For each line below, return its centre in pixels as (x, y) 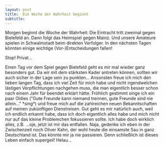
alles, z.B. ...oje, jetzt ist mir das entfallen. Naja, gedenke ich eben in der (78, 124)
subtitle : (15, 19)
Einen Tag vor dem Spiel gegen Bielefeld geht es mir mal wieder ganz (75, 67)
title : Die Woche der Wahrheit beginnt (47, 14)
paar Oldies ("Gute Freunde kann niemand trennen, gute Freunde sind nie (79, 99)
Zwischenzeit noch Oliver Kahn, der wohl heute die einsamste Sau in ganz (80, 130)
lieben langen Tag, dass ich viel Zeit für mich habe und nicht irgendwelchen (81, 83)
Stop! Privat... (19, 58)
